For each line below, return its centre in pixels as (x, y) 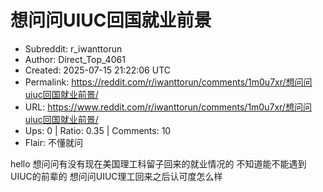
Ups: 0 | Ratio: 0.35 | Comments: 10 (98, 130)
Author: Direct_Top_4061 (75, 59)
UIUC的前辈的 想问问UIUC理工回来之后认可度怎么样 (116, 176)
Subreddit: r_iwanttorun (73, 48)
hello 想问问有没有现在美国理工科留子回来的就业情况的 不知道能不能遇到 (158, 163)
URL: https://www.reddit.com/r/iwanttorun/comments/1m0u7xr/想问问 (168, 107)
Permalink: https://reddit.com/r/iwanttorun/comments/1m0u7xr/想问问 (168, 82)
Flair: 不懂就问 (53, 142)
